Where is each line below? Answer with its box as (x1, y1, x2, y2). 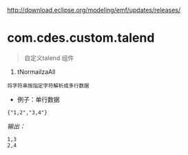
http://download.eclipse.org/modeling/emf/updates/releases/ (7, 6, 181, 14)
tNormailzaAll (17, 67, 56, 75)
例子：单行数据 (17, 95, 60, 103)
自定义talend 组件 (23, 53, 74, 62)
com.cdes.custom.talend (7, 30, 155, 46)
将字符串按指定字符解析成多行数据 (7, 82, 90, 89)
